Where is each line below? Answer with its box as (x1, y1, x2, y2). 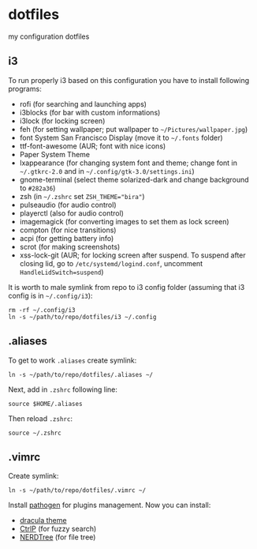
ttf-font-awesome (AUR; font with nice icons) (19, 141, 166, 151)
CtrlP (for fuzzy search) (19, 524, 97, 534)
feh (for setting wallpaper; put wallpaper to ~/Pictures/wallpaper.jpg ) (19, 124, 248, 133)
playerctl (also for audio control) (19, 208, 125, 218)
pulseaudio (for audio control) (19, 200, 117, 209)
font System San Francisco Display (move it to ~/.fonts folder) (19, 133, 223, 142)
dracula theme (19, 516, 67, 525)
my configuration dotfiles (8, 32, 90, 41)
